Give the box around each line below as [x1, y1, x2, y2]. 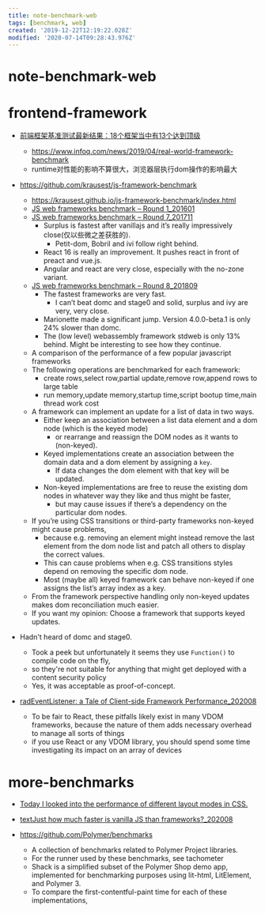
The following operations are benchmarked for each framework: [31, 365, 240, 375]
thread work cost [43, 398, 100, 408]
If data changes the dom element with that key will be [55, 466, 229, 475]
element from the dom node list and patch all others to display [43, 541, 246, 551]
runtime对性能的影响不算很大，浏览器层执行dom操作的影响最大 [31, 164, 238, 174]
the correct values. [43, 550, 105, 560]
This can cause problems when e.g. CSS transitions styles [43, 558, 233, 568]
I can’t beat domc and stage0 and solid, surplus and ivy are [55, 298, 248, 307]
